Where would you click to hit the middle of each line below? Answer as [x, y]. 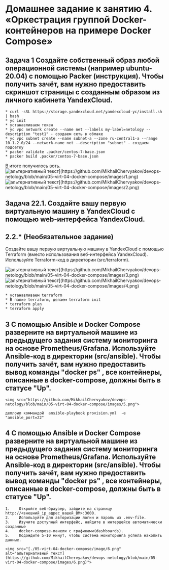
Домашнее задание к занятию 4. [79, 9]
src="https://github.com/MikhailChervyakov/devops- [72, 400]
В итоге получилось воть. [33, 166]
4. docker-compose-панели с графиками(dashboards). [64, 531]
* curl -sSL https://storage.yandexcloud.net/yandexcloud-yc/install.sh [84, 112]
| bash [12, 116]
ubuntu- [139, 68]
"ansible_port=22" [25, 418]
